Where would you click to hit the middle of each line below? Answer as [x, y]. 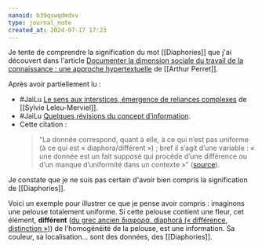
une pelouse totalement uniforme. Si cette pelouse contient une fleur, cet [126, 212]
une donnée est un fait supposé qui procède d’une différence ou [143, 156]
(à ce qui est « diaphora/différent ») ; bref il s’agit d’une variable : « [147, 148]
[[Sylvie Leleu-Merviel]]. [58, 108]
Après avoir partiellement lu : [55, 84]
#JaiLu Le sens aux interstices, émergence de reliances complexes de [133, 100]
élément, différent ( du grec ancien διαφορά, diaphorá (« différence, [118, 220]
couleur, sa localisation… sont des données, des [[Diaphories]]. [110, 237]
